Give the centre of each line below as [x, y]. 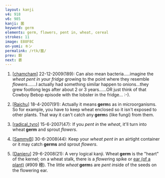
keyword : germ [20, 28]
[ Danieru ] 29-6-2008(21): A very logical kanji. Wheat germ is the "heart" [85, 154]
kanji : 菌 [15, 23]
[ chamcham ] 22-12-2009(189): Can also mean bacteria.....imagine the [83, 74]
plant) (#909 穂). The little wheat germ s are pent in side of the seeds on [84, 165]
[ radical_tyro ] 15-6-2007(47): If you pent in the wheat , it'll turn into [79, 124]
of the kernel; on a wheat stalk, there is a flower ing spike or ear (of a [81, 159]
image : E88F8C [20, 42]
